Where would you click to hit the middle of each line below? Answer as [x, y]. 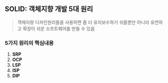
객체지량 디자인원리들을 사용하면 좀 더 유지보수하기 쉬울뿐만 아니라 [83, 22]
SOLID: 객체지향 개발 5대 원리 [49, 9]
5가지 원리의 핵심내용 [29, 43]
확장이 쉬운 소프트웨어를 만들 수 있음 [59, 28]
